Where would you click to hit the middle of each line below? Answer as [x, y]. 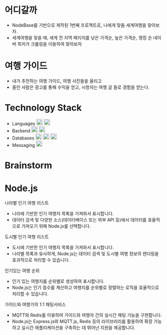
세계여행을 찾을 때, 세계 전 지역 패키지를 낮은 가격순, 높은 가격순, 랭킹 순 [82, 38]
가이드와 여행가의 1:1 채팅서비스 [35, 304]
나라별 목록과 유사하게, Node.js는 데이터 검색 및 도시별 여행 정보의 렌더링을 [85, 253]
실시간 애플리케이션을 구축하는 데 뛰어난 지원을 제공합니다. [78, 327]
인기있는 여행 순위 [22, 270]
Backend [21, 130]
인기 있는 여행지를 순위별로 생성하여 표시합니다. [58, 281]
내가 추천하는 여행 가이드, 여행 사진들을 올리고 [57, 81]
